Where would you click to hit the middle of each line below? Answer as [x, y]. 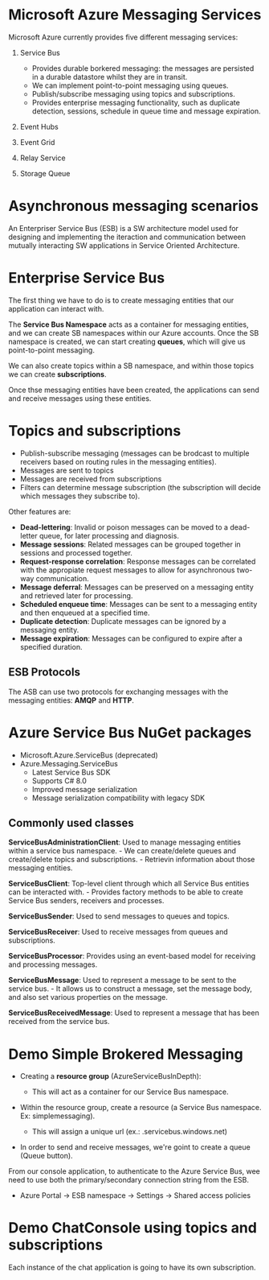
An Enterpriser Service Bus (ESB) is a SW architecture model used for [124, 228]
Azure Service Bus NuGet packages [130, 732]
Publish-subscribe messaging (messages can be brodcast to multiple [135, 453]
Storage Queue [45, 173]
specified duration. [51, 646]
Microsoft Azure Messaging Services [135, 15]
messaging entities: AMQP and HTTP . [71, 700]
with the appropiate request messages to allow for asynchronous [127, 570]
